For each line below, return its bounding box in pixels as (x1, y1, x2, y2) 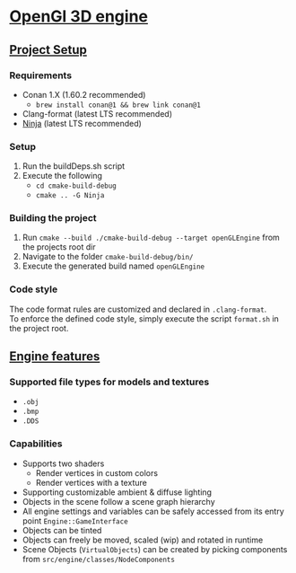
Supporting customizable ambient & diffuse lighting (22, 487, 213, 498)
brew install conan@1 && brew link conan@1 (35, 101, 202, 110)
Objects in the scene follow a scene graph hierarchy (22, 496, 215, 507)
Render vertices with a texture (35, 477, 148, 488)
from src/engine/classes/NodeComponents (22, 553, 175, 564)
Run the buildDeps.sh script (22, 161, 126, 172)
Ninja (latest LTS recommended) (22, 118, 142, 128)
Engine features (9, 348, 100, 365)
